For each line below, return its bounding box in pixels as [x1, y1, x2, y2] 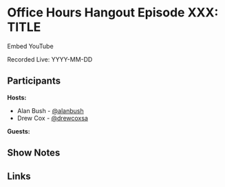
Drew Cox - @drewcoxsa [17, 114, 88, 122]
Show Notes [7, 147, 61, 159]
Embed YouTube [7, 42, 54, 50]
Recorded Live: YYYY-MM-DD [7, 55, 93, 63]
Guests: [7, 127, 30, 135]
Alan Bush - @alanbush [17, 106, 84, 114]
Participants [7, 75, 61, 87]
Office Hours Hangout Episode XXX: [7, 5, 219, 21]
